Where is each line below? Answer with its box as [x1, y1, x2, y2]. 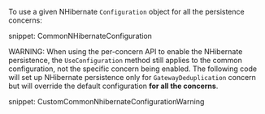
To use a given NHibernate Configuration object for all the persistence [8, 7, 245, 16]
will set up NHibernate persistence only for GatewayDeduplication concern [8, 73, 256, 82]
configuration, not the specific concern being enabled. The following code [8, 64, 258, 74]
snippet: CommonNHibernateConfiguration [8, 32, 153, 40]
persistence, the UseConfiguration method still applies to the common [8, 56, 242, 65]
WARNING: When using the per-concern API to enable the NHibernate [8, 47, 243, 56]
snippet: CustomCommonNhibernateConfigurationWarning [8, 97, 205, 106]
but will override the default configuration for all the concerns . [8, 81, 219, 91]
